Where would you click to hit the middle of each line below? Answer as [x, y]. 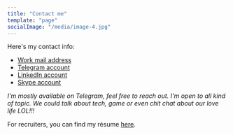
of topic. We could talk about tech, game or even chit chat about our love [113, 104]
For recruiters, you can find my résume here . [72, 125]
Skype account [39, 83]
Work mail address [44, 60]
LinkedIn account [42, 75]
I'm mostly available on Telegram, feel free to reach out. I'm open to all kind [116, 96]
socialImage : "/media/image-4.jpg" [59, 27]
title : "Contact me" [37, 14]
